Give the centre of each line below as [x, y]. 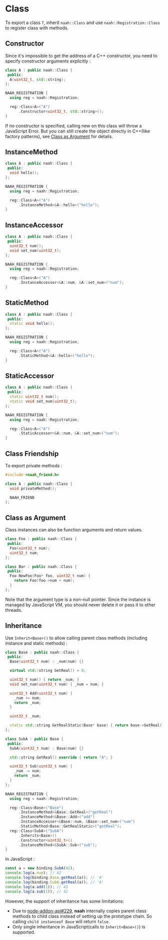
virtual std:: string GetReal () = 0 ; [48, 671]
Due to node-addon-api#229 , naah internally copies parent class [79, 910]
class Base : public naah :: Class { [42, 652]
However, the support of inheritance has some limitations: [64, 901]
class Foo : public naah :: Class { [41, 539]
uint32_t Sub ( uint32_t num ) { [41, 766]
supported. [24, 932]
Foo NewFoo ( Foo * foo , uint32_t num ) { [50, 576]
